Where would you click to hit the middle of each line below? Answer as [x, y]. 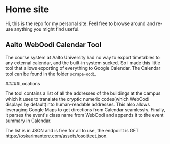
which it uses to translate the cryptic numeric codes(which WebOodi [77, 99]
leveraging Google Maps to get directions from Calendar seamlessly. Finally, [85, 110]
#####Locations [23, 83]
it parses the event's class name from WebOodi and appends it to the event [84, 115]
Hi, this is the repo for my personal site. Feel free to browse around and [80, 23]
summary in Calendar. [28, 121]
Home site [27, 9]
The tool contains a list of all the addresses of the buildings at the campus [83, 93]
